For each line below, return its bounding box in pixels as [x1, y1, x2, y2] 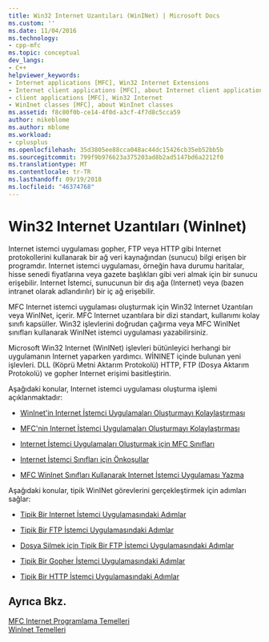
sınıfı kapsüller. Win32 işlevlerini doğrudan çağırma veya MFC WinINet [8, 319, 240, 328]
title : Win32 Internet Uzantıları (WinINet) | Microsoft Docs [8, 11, 220, 20]
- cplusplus [8, 138, 48, 146]
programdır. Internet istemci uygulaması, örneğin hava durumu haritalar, [8, 261, 245, 271]
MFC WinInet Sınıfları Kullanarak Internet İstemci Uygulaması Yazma [19, 470, 244, 479]
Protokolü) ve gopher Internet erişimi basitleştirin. [8, 368, 171, 378]
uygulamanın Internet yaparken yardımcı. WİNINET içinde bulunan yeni [8, 351, 242, 361]
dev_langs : [8, 57, 45, 65]
